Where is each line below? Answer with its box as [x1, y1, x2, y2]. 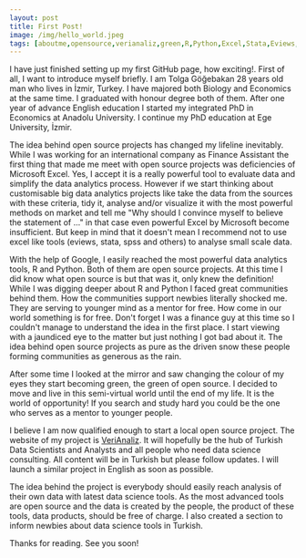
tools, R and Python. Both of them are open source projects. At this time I [9, 263, 283, 274]
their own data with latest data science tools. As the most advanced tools [9, 491, 284, 502]
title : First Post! [9, 22, 84, 31]
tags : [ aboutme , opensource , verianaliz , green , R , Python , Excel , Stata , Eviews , [9, 38, 300, 48]
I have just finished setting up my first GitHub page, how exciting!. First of [9, 64, 285, 75]
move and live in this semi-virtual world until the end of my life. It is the [9, 388, 275, 399]
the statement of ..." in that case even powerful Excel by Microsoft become [9, 217, 290, 228]
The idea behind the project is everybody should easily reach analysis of [9, 481, 282, 492]
